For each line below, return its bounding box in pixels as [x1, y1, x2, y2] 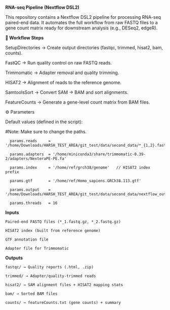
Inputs [5, 210, 19, 215]
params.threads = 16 [10, 200, 58, 205]
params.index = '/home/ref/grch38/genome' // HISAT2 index [10, 165, 151, 170]
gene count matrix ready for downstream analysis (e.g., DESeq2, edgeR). [5, 25, 158, 31]
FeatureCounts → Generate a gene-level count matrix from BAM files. [5, 99, 150, 105]
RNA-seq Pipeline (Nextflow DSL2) [5, 5, 79, 10]
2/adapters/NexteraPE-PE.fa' [5, 156, 67, 161]
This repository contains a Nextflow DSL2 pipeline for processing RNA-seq [5, 14, 161, 20]
